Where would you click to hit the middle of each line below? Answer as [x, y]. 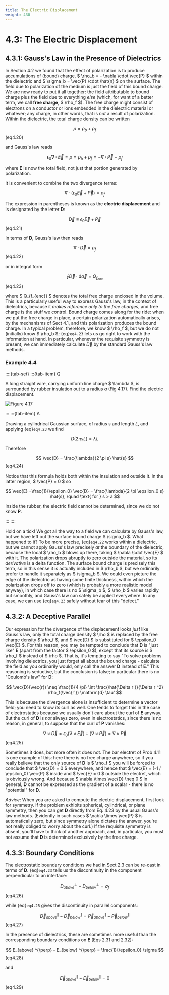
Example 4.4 [21, 362]
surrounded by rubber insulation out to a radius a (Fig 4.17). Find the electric [84, 389]
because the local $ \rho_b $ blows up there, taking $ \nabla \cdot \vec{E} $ [84, 552]
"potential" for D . [23, 790]
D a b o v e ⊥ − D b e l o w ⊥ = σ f [85, 886]
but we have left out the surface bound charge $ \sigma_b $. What [74, 536]
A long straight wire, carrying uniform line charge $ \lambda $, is [72, 383]
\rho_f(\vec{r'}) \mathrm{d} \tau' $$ [85, 692]
